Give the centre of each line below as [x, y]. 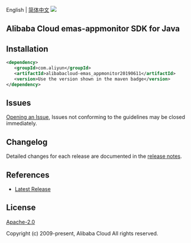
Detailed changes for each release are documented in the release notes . [94, 156]
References [28, 175]
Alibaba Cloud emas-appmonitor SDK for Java [93, 29]
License [21, 208]
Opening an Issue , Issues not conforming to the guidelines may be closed [96, 117]
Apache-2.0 [21, 222]
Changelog [27, 142]
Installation [27, 49]
